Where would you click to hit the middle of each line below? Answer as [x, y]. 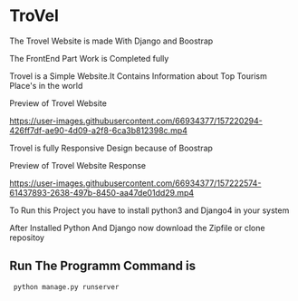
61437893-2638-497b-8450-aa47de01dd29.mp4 [102, 192]
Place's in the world [46, 85]
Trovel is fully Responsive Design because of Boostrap [111, 148]
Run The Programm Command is [103, 266]
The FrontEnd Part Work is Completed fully [89, 58]
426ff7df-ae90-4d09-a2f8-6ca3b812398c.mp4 [99, 130]
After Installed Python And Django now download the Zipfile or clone [137, 228]
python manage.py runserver [66, 286]
